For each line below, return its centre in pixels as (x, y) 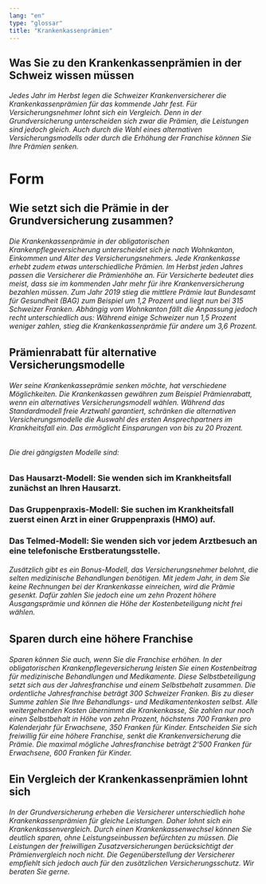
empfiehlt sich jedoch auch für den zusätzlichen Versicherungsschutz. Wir (131, 862)
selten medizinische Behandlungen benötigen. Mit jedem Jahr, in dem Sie (129, 578)
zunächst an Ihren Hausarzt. (65, 488)
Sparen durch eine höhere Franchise (101, 639)
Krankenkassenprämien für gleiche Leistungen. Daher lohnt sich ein (121, 820)
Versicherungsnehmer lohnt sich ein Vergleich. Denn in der (106, 113)
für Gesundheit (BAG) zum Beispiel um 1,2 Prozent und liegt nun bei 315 (126, 300)
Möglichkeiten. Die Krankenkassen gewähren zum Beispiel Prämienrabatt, (131, 394)
